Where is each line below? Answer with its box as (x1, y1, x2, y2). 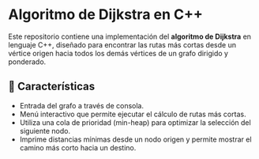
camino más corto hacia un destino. (19, 142, 137, 152)
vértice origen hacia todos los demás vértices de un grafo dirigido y (8, 48, 229, 58)
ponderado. (8, 57, 47, 66)
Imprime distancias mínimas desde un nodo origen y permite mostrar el (19, 134, 252, 144)
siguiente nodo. (19, 126, 71, 135)
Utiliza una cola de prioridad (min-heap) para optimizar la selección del (19, 117, 251, 127)
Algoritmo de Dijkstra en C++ (8, 6, 203, 24)
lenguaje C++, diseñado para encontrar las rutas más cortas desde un (8, 40, 237, 49)
